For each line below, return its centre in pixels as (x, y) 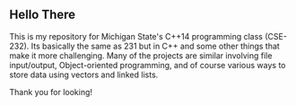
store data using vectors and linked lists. (84, 75)
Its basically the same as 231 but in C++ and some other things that (155, 46)
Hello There (43, 15)
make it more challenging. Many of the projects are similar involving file (141, 55)
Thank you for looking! (51, 92)
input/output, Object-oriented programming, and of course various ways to (148, 65)
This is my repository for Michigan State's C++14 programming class (136, 36)
